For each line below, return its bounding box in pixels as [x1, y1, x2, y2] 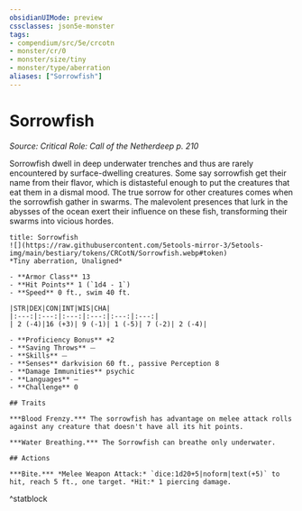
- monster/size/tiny [9, 55, 87, 64]
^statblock [9, 493, 48, 504]
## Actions [9, 453, 50, 462]
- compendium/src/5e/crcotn [9, 38, 115, 48]
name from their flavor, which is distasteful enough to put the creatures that [9, 177, 290, 187]
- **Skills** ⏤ [9, 351, 68, 360]
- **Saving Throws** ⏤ [9, 343, 96, 352]
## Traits [9, 398, 47, 407]
